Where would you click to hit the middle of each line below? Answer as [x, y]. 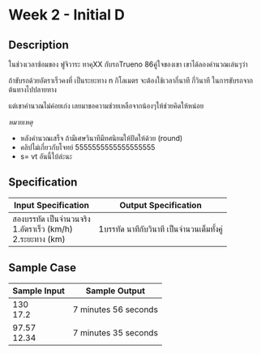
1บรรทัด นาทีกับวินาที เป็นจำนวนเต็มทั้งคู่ [160, 228]
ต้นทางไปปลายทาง [32, 90]
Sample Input [39, 291]
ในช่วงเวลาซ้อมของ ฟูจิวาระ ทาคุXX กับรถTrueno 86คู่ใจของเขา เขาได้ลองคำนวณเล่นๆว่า [128, 64]
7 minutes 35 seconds [115, 332]
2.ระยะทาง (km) [39, 239]
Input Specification [51, 205]
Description [39, 45]
